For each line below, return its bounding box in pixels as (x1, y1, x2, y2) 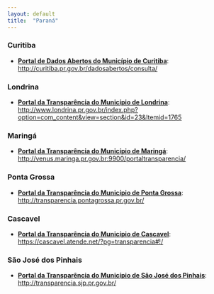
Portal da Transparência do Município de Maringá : (17, 147, 169, 156)
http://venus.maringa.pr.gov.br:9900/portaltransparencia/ (17, 154, 186, 163)
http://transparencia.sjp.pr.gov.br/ (17, 278, 117, 288)
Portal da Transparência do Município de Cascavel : (17, 229, 171, 238)
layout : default (7, 10, 55, 18)
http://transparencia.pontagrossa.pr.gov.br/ (17, 196, 145, 205)
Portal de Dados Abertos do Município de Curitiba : (17, 56, 169, 65)
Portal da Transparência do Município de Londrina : (17, 98, 170, 107)
